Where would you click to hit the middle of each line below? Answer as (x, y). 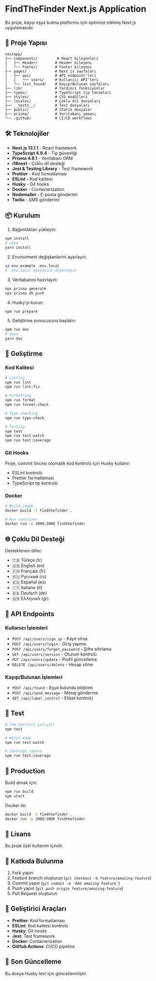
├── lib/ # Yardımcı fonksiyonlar (55, 88)
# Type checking (21, 413)
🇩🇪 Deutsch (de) (29, 593)
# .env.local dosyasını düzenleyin (41, 270)
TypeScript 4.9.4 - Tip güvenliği (45, 153)
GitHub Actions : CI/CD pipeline (43, 946)
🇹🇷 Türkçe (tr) (27, 560)
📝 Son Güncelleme (33, 962)
